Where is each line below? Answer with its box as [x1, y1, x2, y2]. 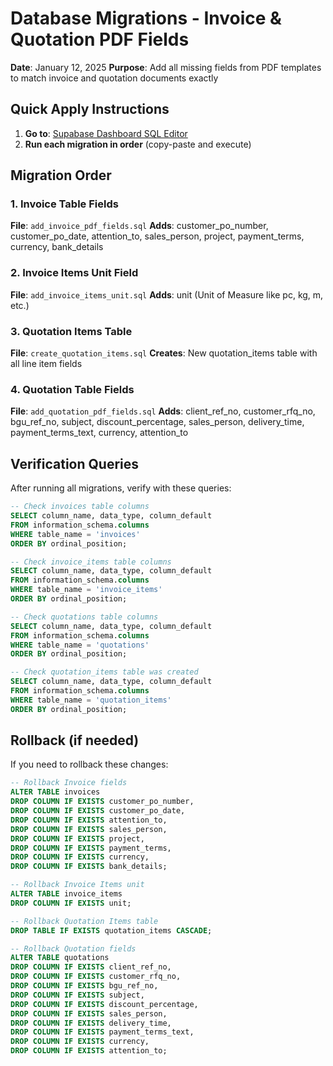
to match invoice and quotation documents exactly [10, 72, 219, 84]
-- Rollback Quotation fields [10, 943, 137, 954]
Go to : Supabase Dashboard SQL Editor [24, 127, 188, 139]
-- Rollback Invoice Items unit [10, 880, 145, 890]
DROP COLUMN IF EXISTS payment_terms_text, [10, 1027, 195, 1037]
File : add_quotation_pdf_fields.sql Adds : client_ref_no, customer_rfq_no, [10, 405, 316, 417]
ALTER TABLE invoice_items [10, 889, 123, 899]
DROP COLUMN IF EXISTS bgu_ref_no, [10, 981, 159, 991]
